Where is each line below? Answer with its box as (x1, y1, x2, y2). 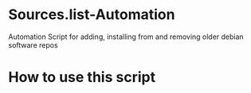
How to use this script (8, 68, 156, 87)
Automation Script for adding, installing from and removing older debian (8, 32, 245, 41)
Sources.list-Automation (8, 6, 175, 24)
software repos (8, 40, 58, 49)
